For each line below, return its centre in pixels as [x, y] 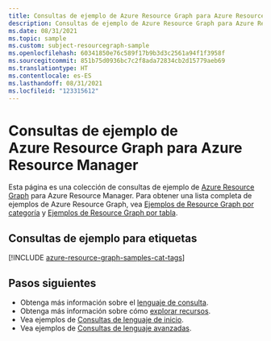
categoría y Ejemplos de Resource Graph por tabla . [93, 213]
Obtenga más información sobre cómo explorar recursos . [115, 310]
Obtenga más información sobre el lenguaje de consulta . [114, 302]
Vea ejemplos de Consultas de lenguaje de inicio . [102, 319]
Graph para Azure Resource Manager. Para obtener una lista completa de [130, 196]
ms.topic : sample [38, 38]
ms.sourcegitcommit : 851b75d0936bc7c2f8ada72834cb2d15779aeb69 [117, 61]
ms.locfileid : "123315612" [54, 91]
